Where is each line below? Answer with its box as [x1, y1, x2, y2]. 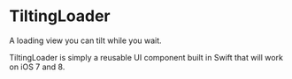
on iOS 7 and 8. [9, 61, 65, 72]
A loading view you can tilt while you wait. [9, 35, 162, 46]
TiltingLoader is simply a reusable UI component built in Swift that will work [9, 52, 283, 62]
